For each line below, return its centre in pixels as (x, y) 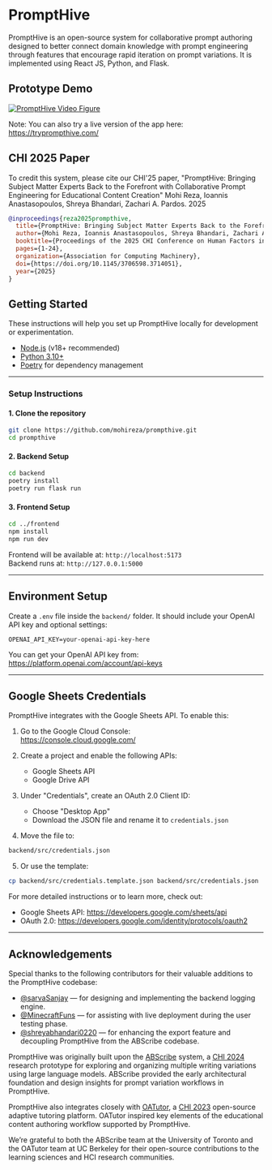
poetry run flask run (45, 488)
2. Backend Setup (39, 456)
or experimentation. (41, 332)
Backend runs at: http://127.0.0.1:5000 (76, 563)
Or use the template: (54, 867)
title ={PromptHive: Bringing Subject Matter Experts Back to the (128, 226)
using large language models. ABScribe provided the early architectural (127, 1073)
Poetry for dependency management (82, 365)
